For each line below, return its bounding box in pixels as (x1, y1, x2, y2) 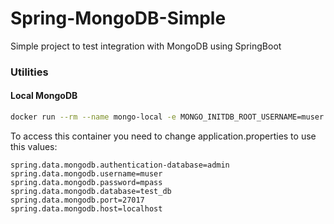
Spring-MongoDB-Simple (10, 7, 227, 30)
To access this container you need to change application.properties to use (10, 130, 317, 142)
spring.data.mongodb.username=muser (10, 168, 163, 179)
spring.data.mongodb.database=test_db (10, 186, 172, 196)
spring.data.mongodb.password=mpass (10, 177, 163, 187)
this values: (10, 140, 58, 152)
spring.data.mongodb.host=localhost (10, 203, 163, 214)
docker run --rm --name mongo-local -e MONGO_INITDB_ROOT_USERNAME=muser (10, 112, 325, 122)
